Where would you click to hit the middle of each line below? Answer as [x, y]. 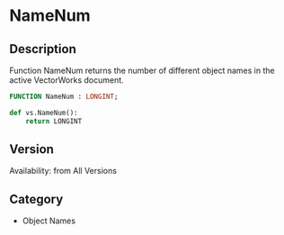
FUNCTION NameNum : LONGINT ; [64, 96]
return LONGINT [54, 121]
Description [43, 49]
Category [36, 199]
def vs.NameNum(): [44, 113]
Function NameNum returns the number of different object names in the [142, 70]
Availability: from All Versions [63, 171]
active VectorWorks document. [67, 80]
